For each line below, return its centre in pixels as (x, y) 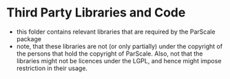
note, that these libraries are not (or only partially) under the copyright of (119, 46)
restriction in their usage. (52, 68)
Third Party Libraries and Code (96, 13)
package (29, 38)
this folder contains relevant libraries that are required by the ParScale (116, 32)
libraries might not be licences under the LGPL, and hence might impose (119, 60)
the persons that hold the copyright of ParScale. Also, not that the (109, 54)
